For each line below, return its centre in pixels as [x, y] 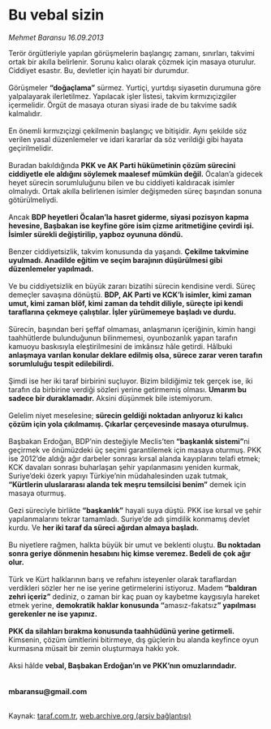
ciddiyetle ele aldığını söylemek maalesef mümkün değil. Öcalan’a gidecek [136, 174]
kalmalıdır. [26, 113]
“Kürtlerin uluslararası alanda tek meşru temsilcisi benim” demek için [127, 484]
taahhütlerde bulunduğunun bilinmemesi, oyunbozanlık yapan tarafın [123, 338]
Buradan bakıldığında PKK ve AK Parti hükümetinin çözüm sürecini [122, 165]
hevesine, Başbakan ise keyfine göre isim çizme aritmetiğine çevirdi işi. [131, 226]
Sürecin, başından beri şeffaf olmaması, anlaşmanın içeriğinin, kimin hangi [132, 329]
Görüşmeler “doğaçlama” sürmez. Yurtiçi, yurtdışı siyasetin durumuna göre [135, 88]
